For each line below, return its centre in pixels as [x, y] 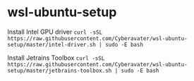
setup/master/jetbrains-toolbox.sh [60, 70]
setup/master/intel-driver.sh [52, 44]
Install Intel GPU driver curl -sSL [55, 32]
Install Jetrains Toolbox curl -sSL [56, 58]
